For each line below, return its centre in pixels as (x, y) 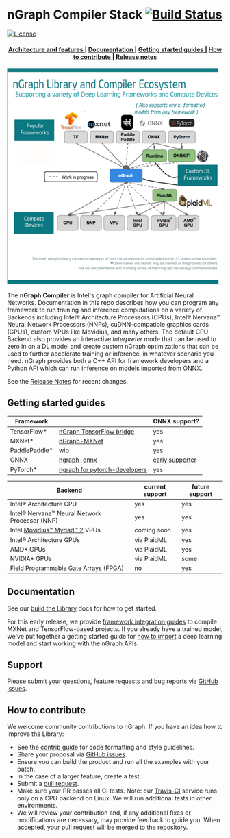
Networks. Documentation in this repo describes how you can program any (113, 302)
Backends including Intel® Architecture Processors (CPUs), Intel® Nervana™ (114, 317)
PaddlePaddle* (31, 451)
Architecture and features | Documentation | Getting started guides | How (115, 49)
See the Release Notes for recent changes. (68, 381)
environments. (37, 806)
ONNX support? (176, 421)
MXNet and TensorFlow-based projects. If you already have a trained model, (115, 629)
